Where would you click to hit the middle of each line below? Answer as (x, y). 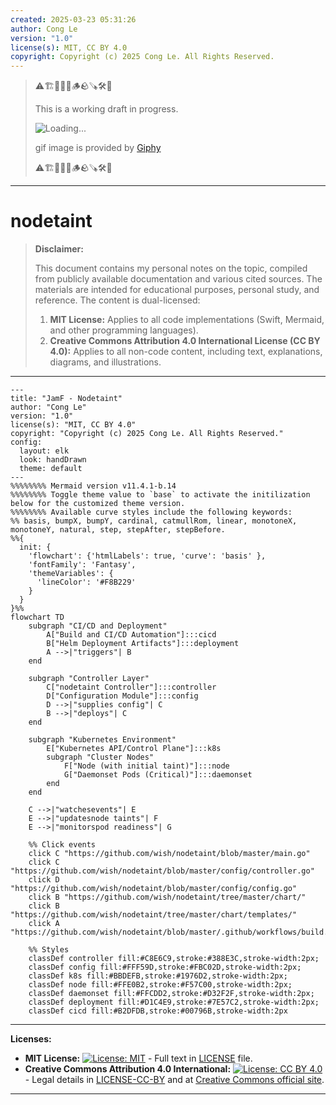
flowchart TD (37, 617)
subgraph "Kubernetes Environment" (102, 740)
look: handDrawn (53, 460)
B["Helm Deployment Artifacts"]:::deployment (143, 644)
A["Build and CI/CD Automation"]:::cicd (131, 635)
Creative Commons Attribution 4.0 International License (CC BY (185, 341)
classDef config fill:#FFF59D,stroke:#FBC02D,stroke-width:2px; (165, 967)
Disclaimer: (59, 249)
